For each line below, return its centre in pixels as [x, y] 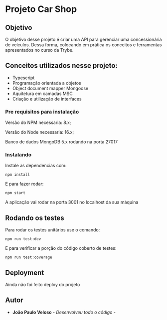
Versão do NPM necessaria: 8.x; [38, 122]
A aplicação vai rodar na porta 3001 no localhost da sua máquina [72, 202]
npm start [15, 193]
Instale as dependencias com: [36, 166]
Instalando [18, 155]
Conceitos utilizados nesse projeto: [62, 66]
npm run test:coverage [29, 257]
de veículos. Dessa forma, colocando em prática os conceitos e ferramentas [83, 45]
